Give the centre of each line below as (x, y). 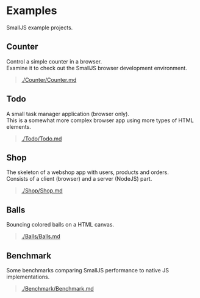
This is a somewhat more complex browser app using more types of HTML (100, 120)
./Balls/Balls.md (41, 236)
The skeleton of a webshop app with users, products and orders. (87, 172)
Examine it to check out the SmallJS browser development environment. (97, 68)
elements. (19, 126)
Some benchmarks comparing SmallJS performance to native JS (88, 270)
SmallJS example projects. (40, 27)
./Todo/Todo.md (41, 139)
